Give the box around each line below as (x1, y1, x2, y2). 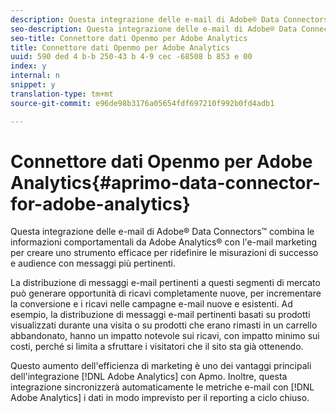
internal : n (10, 71, 60, 81)
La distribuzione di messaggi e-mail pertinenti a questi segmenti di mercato (10, 277, 321, 289)
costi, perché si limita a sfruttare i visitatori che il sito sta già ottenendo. (10, 341, 304, 353)
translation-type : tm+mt (10, 89, 114, 99)
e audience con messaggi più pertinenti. (10, 257, 176, 270)
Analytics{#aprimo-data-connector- (10, 171, 321, 194)
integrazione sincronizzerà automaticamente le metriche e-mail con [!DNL (10, 381, 315, 393)
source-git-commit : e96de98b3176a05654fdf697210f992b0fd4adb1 (10, 98, 275, 108)
